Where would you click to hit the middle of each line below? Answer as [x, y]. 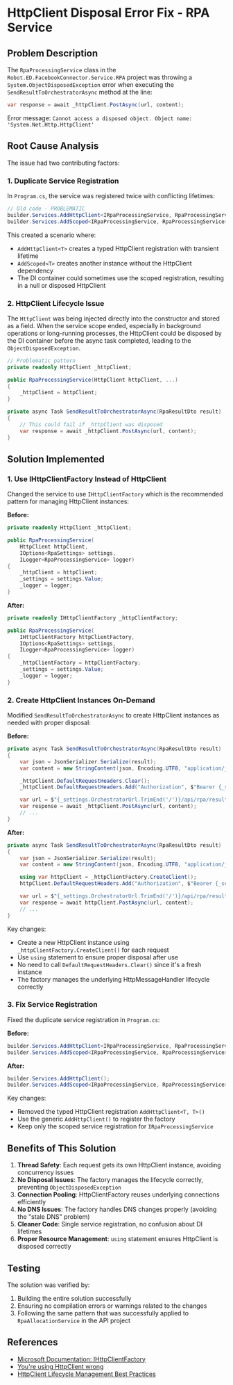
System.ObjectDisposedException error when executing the [91, 84]
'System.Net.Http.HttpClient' [51, 124]
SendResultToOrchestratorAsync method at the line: [80, 92]
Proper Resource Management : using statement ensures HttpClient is [118, 1239]
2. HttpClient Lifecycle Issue [56, 303]
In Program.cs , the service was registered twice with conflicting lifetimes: [111, 195]
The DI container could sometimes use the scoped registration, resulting [120, 278]
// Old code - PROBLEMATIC [46, 209]
